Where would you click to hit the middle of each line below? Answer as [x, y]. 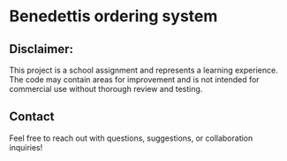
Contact [32, 117]
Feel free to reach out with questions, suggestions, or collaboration [131, 138]
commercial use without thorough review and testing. [106, 89]
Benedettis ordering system [113, 16]
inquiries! [26, 147]
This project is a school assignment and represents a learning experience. [143, 70]
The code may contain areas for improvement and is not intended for [134, 80]
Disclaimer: [41, 49]
